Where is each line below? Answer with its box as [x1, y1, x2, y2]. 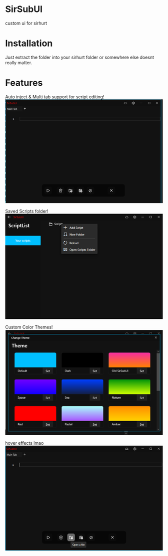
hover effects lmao [5, 440, 44, 446]
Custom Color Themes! [5, 324, 53, 330]
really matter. [5, 59, 32, 66]
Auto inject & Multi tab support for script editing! [5, 94, 104, 100]
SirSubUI [5, 4, 43, 15]
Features [5, 77, 43, 89]
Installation [5, 38, 53, 49]
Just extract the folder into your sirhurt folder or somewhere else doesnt [5, 54, 154, 60]
